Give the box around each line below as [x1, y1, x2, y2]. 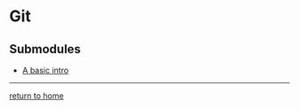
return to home [9, 90, 64, 101]
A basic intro [21, 65, 69, 75]
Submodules [9, 42, 82, 57]
